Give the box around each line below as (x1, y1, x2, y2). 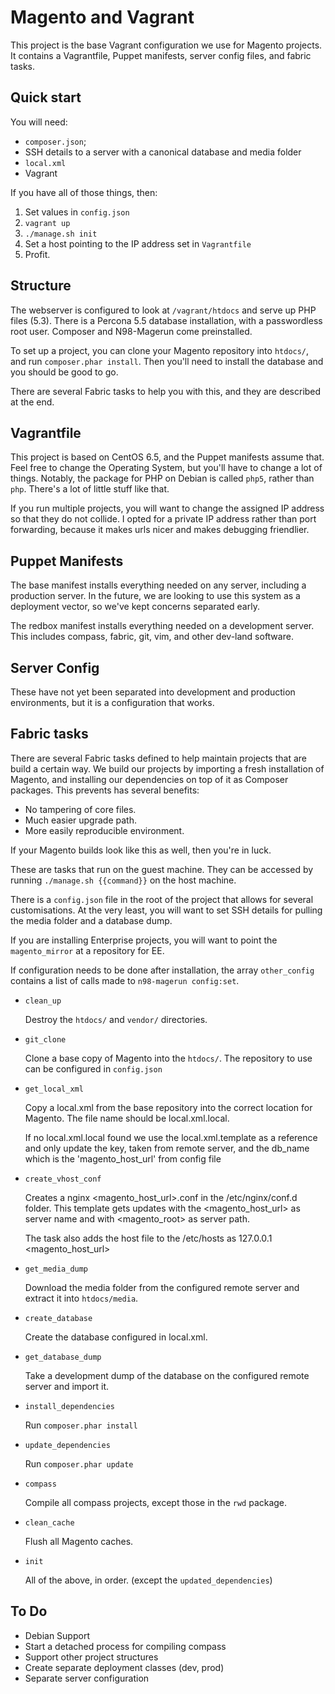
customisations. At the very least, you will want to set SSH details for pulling (10, 904, 323, 916)
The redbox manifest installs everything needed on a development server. (10, 620, 315, 632)
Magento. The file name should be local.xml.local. (24, 1112, 230, 1124)
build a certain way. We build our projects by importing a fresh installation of (10, 762, 325, 775)
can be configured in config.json (24, 1062, 163, 1075)
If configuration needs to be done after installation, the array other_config (10, 964, 315, 976)
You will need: (10, 116, 68, 128)
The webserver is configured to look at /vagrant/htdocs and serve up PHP (10, 304, 317, 316)
